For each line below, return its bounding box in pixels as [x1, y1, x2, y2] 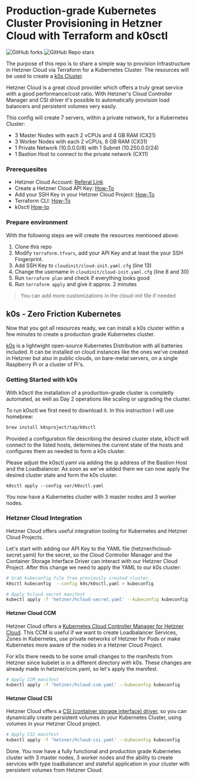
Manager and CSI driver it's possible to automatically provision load [6, 96, 170, 104]
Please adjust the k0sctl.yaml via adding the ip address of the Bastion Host [6, 459, 188, 466]
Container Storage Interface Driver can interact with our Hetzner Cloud [6, 557, 178, 564]
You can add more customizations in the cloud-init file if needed [20, 292, 176, 299]
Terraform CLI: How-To [14, 197, 71, 204]
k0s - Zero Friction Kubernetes [6, 309, 122, 319]
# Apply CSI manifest [6, 731, 59, 738]
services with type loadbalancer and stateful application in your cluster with [6, 760, 190, 767]
